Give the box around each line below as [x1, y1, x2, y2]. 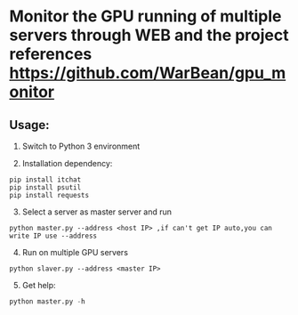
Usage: [9, 117, 51, 133]
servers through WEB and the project [9, 25, 289, 45]
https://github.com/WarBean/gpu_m [9, 63, 286, 84]
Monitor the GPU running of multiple [9, 6, 282, 27]
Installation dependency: [21, 158, 113, 168]
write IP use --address [9, 231, 98, 240]
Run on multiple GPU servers [21, 247, 129, 257]
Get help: [21, 280, 56, 290]
